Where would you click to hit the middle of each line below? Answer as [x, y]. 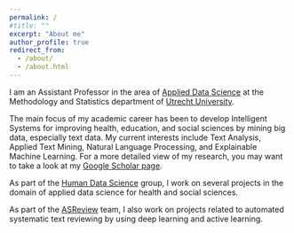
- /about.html [43, 67]
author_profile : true [49, 42]
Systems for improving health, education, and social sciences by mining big [147, 128]
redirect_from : [37, 50]
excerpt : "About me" [48, 34]
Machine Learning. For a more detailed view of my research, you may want [146, 156]
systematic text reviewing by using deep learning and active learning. [136, 219]
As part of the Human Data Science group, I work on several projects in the [147, 183]
